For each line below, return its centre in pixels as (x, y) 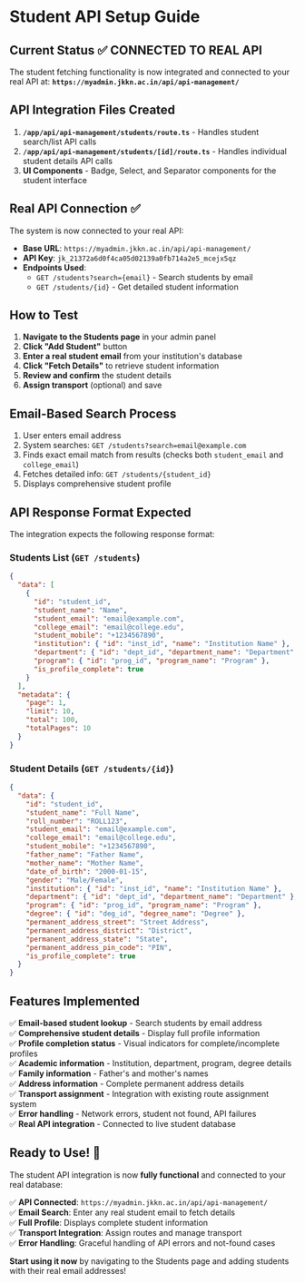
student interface (55, 180)
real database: (36, 1184)
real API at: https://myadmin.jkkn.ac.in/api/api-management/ (124, 82)
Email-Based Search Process (93, 413)
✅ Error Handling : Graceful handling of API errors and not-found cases (143, 1243)
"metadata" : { (44, 695)
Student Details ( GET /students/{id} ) (92, 769)
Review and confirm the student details (97, 376)
